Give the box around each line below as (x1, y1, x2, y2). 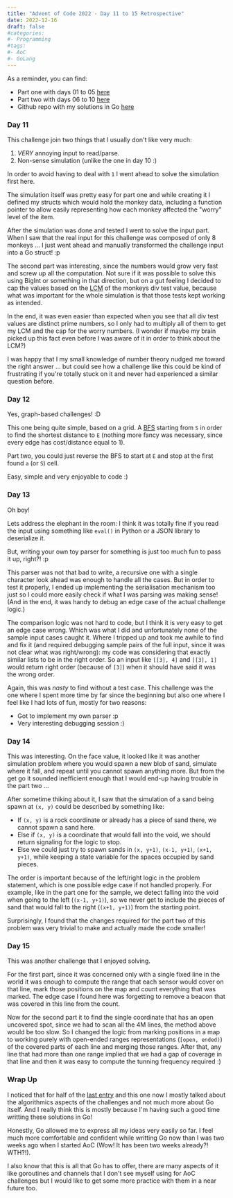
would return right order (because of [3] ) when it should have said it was (7, 662, 216, 671)
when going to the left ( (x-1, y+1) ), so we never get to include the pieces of (7, 896, 225, 904)
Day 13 (7, 490, 31, 499)
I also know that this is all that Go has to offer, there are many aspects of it (7, 1161, 219, 1170)
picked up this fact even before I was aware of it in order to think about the (7, 334, 221, 343)
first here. (7, 178, 35, 186)
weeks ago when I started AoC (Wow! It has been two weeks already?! (7, 1140, 209, 1149)
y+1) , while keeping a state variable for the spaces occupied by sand (17, 853, 214, 861)
